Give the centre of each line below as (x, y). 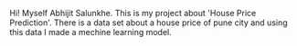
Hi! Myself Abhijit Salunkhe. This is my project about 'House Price (133, 13)
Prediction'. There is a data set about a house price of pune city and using (148, 23)
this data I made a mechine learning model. (90, 32)
